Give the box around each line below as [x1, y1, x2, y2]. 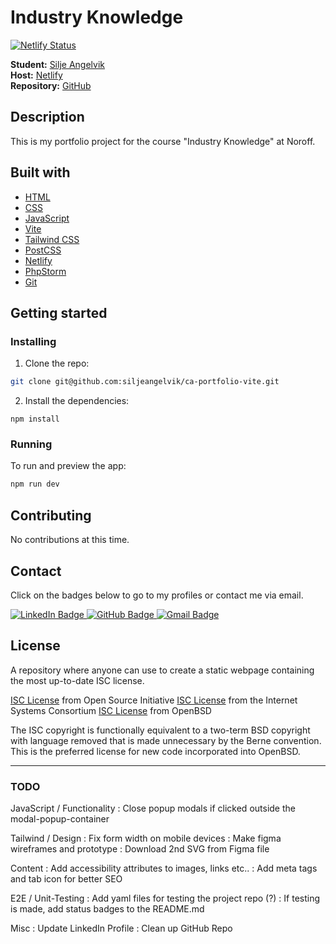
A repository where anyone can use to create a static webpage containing [10, 664, 315, 676]
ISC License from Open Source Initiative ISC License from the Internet [10, 694, 298, 706]
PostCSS [24, 244, 62, 256]
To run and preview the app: [10, 460, 127, 472]
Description [10, 109, 85, 126]
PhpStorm [24, 265, 67, 277]
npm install [10, 414, 60, 425]
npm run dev [10, 479, 60, 490]
